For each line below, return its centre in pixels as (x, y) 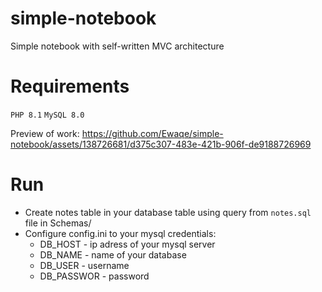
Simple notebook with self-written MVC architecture (117, 46)
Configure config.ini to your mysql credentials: (120, 233)
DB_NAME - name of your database (113, 254)
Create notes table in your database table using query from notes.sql (168, 212)
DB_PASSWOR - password (94, 276)
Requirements (70, 86)
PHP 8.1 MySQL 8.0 (47, 115)
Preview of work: (45, 133)
